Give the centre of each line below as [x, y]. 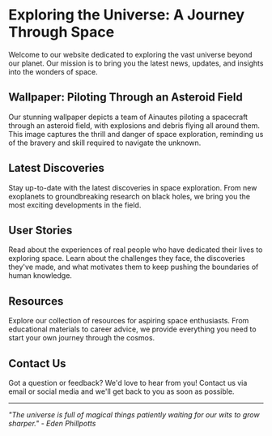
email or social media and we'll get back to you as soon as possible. [121, 391]
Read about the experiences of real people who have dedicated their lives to [136, 250]
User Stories [40, 230]
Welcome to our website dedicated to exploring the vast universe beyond [130, 54]
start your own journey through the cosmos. [82, 338]
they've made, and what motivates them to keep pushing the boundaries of [134, 267]
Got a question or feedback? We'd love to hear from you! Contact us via [128, 383]
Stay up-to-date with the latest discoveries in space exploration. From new [133, 187]
